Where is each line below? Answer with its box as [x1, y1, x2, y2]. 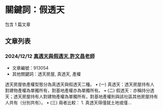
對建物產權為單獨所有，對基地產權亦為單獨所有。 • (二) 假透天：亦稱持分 [5, 87, 150, 93]
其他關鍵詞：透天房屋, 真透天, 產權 [12, 71, 81, 77]
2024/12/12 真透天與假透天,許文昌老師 [5, 53, 95, 60]
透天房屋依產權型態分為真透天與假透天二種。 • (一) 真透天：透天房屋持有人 [5, 81, 154, 87]
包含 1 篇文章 [5, 21, 31, 27]
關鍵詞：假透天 [5, 4, 65, 16]
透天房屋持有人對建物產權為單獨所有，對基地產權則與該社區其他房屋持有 [13, 93, 158, 99]
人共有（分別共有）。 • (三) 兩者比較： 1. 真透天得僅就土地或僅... [5, 99, 132, 105]
